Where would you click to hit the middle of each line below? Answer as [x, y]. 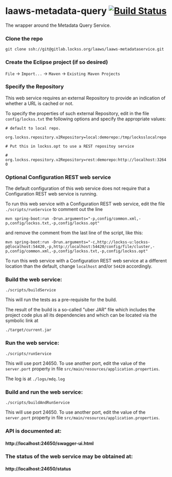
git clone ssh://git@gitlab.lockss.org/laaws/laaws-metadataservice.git [85, 49]
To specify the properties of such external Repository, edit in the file [77, 113]
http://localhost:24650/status [38, 469]
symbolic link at [22, 321]
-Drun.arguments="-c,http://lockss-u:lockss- [101, 242]
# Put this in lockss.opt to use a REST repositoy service [70, 146]
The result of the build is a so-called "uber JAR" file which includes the [80, 310]
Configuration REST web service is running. [51, 194]
